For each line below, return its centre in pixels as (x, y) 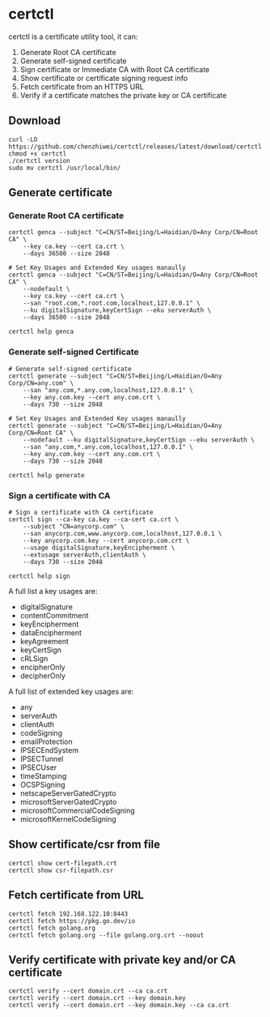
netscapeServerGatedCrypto (68, 793)
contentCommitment (54, 616)
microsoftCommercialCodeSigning (77, 810)
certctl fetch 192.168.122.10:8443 (68, 914)
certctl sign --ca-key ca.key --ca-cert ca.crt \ (94, 519)
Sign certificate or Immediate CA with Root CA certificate (115, 69)
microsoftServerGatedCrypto (68, 802)
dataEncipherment (51, 633)
